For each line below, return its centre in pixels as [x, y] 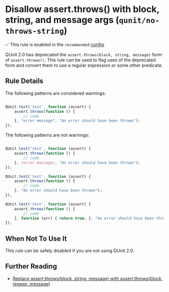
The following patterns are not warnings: [47, 135]
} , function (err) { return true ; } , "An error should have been [84, 218]
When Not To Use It [36, 238]
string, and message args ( [62, 20]
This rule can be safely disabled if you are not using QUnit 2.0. [70, 251]
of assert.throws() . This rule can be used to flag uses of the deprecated [80, 60]
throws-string [35, 31]
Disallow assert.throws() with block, [82, 9]
